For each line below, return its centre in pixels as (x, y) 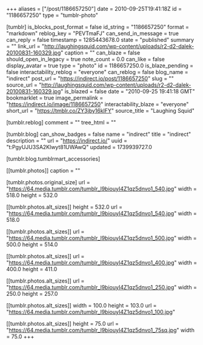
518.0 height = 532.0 (32, 195)
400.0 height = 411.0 (32, 269)
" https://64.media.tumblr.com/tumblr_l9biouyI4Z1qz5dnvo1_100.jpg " (91, 312)
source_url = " (24, 85)
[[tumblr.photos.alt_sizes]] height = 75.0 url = (63, 323)
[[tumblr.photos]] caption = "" (43, 170)
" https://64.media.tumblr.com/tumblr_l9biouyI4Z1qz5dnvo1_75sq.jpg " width (101, 330)
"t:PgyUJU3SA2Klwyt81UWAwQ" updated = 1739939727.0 (79, 147)
